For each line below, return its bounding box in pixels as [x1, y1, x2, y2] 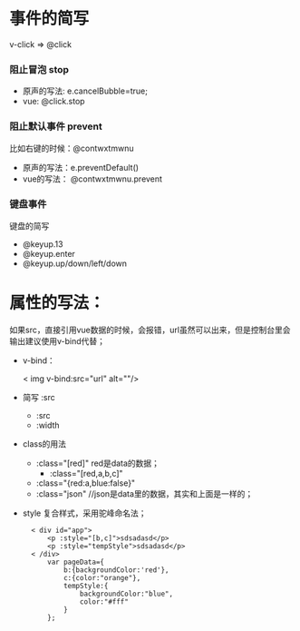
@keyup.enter [22, 248, 75, 259]
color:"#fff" [80, 596, 129, 606]
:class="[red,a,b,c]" [49, 468, 124, 478]
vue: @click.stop [22, 96, 85, 107]
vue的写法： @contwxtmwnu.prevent [22, 173, 163, 184]
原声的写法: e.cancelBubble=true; [22, 85, 148, 96]
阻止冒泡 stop [9, 63, 70, 75]
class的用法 [22, 438, 66, 449]
